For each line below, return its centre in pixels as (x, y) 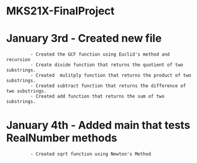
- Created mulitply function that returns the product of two (111, 76)
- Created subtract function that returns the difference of (108, 86)
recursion (19, 60)
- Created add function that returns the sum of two (97, 96)
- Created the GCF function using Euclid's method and (100, 55)
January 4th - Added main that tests (98, 126)
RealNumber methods (62, 138)
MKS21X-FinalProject (60, 11)
